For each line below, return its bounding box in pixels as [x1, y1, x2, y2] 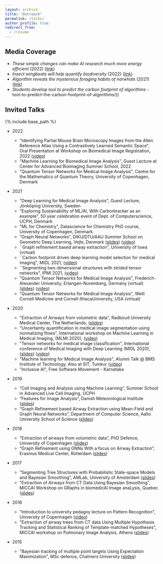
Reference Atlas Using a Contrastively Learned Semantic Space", [19, 142, 150, 148]
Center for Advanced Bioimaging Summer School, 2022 [19, 163, 131, 169]
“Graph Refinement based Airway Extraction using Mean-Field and [19, 405, 153, 411]
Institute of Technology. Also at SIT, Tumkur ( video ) [19, 361, 123, 367]
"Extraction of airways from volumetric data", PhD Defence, [19, 435, 139, 441]
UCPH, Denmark [19, 218, 53, 224]
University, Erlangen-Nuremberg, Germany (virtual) [41, 280, 144, 286]
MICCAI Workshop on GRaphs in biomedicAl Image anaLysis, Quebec [19, 485, 159, 491]
